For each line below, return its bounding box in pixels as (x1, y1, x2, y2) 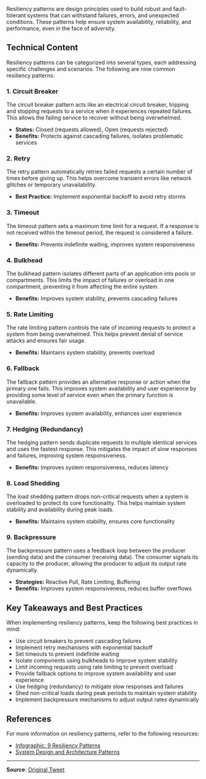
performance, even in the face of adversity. (6, 25, 116, 32)
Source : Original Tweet (6, 766, 65, 773)
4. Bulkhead (6, 256, 43, 264)
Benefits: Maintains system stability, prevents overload (15, 349, 155, 356)
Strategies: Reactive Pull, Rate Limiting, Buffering (15, 579, 140, 586)
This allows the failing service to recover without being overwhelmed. (6, 114, 182, 121)
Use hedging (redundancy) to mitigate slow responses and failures (15, 683, 184, 690)
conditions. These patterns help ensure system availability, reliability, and (6, 18, 191, 25)
